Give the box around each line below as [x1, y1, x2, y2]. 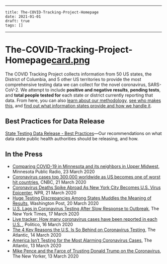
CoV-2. [5, 87, 20, 92]
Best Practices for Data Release [5, 117, 105, 126]
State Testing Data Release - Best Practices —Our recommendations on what [5, 130, 162, 136]
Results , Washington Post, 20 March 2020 [12, 200, 99, 206]
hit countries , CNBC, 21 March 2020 [12, 179, 86, 185]
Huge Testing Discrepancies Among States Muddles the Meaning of [12, 195, 152, 201]
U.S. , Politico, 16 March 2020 [12, 221, 73, 227]
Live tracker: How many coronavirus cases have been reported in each [12, 216, 158, 222]
